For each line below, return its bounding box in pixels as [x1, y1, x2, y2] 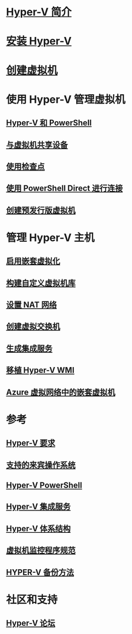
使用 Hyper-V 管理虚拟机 [6, 92, 126, 106]
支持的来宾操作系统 [6, 460, 76, 470]
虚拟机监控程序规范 [6, 545, 76, 556]
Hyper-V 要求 [6, 438, 56, 448]
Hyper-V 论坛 [6, 618, 56, 628]
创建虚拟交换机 [6, 322, 60, 332]
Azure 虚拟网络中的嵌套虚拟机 [6, 387, 116, 397]
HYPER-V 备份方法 [6, 567, 75, 577]
